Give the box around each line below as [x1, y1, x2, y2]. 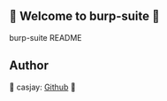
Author [9, 58, 49, 74]
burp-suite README [9, 32, 82, 43]
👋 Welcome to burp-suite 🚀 [9, 9, 161, 24]
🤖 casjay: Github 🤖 [9, 82, 77, 92]
